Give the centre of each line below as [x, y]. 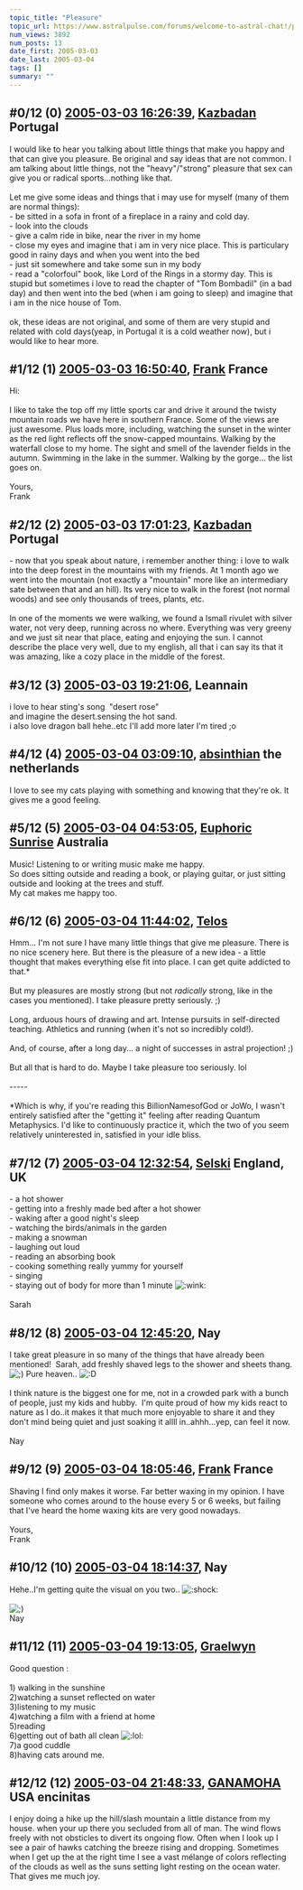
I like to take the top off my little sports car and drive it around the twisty [143, 410]
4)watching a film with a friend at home [83, 1716]
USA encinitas [50, 1797]
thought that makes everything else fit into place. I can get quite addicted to [150, 962]
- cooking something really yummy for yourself [96, 1266]
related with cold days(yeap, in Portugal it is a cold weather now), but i [140, 331]
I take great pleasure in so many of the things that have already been [137, 1355]
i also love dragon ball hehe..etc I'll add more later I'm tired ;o [123, 726]
